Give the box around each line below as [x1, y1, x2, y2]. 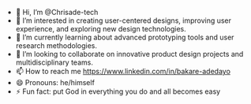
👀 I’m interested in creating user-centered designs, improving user [15, 16, 231, 25]
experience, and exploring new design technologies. [15, 24, 187, 33]
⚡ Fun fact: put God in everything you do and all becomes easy [15, 87, 221, 96]
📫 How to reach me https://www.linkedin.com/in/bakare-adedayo [15, 67, 231, 76]
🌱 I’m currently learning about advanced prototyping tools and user [15, 32, 234, 42]
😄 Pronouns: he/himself [15, 78, 95, 87]
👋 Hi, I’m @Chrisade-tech [15, 8, 99, 17]
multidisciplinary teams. [15, 58, 93, 67]
